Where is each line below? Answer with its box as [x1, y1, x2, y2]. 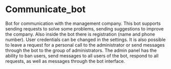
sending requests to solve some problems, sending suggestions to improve [5, 25, 164, 31]
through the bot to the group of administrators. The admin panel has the [5, 47, 157, 53]
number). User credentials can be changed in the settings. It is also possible [5, 37, 166, 43]
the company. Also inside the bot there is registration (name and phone [5, 31, 155, 37]
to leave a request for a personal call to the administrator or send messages [5, 42, 165, 48]
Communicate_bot [5, 4, 86, 15]
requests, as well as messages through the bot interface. [5, 58, 125, 64]
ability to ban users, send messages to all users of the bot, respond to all [5, 52, 159, 59]
